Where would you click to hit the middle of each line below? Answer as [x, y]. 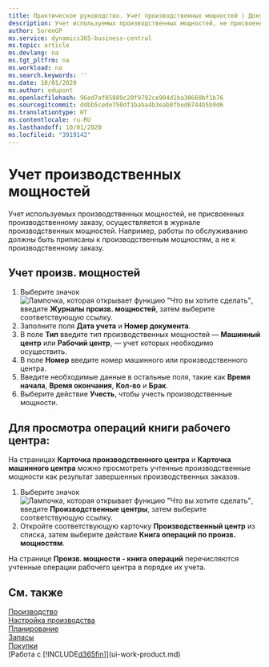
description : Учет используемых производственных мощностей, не [118, 23]
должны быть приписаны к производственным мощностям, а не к [122, 239]
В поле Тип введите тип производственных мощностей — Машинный [140, 335]
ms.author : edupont [41, 90]
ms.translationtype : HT [48, 113]
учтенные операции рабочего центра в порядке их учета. [107, 567]
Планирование [34, 629]
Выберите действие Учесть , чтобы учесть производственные [126, 394]
